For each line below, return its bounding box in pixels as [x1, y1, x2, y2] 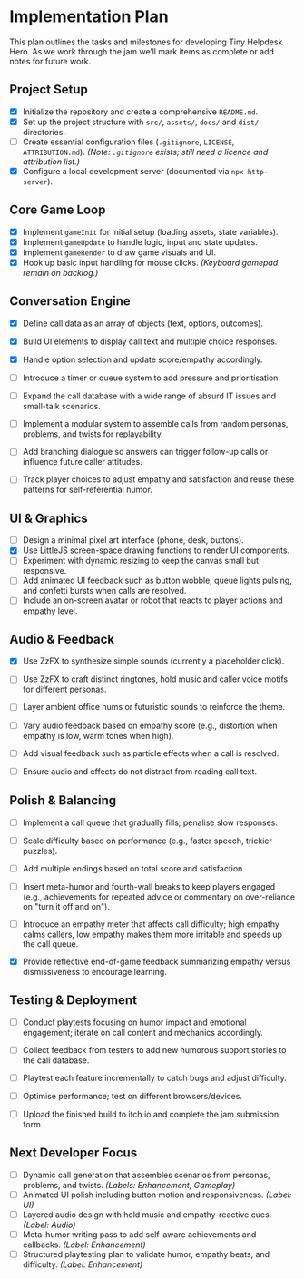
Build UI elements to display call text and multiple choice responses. [22, 336, 278, 347]
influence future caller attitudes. [22, 457, 142, 467]
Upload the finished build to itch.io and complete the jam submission [22, 1108, 279, 1119]
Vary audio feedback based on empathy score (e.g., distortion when [22, 720, 278, 731]
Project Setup [9, 82, 89, 97]
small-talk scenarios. [22, 401, 102, 412]
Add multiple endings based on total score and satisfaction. [22, 862, 245, 873]
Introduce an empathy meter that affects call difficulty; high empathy [22, 919, 279, 930]
